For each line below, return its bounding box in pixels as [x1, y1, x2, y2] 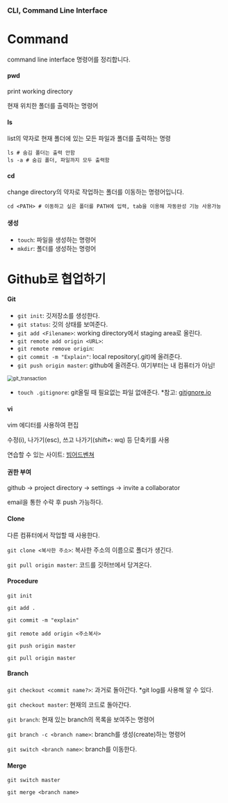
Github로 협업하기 [7, 271, 106, 287]
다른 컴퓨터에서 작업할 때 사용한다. [7, 530, 100, 539]
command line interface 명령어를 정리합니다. [7, 55, 131, 63]
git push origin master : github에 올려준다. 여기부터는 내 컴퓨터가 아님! [17, 361, 215, 369]
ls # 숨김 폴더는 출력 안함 [7, 149, 75, 157]
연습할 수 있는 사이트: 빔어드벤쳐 [7, 450, 95, 459]
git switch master [7, 777, 60, 784]
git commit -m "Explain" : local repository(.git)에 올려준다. [17, 353, 182, 361]
